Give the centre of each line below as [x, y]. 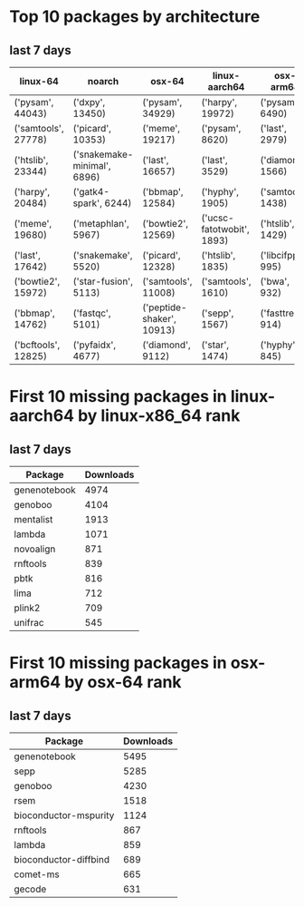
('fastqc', [92, 313]
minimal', [92, 166]
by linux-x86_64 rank [159, 416]
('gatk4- [91, 192]
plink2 [27, 608]
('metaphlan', [101, 224]
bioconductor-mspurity [64, 815]
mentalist [33, 519]
